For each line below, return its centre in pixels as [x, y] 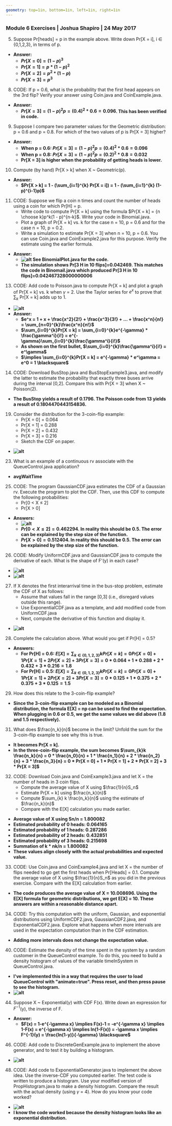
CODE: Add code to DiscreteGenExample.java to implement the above [87, 1045]
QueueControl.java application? [46, 467]
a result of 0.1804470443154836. [50, 404]
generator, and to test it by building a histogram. [64, 1050]
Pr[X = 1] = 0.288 [39, 425]
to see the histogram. [36, 987]
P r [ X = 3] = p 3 [37, 79]
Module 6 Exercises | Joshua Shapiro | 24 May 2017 [71, 28]
